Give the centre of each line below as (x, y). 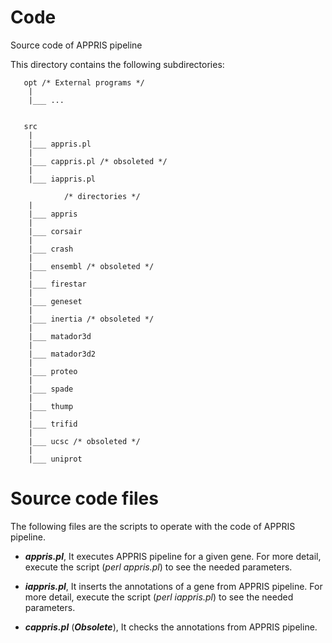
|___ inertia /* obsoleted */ (91, 319)
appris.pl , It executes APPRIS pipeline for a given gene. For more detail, (173, 556)
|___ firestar (57, 284)
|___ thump (51, 406)
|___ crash (51, 249)
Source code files (84, 498)
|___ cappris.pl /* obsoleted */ (98, 161)
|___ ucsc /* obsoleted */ (84, 441)
